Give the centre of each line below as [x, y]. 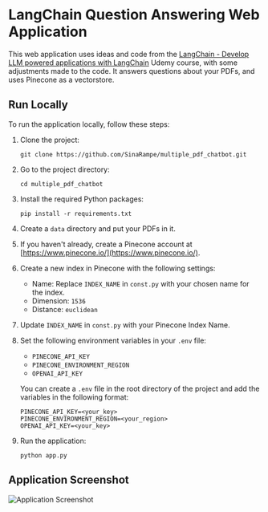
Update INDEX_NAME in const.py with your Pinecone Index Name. [125, 325]
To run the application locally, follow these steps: [89, 124]
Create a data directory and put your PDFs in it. [98, 228]
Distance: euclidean [65, 309]
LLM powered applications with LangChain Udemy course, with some [123, 63]
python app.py [43, 455]
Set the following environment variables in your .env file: [113, 340]
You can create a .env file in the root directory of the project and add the [140, 388]
